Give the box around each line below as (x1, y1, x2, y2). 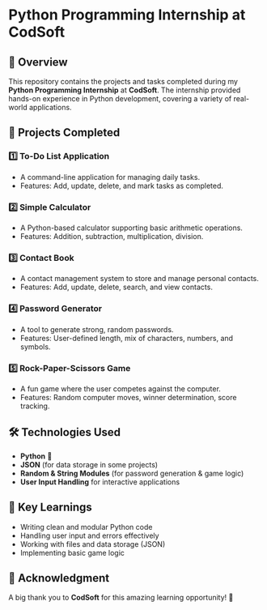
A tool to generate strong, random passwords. (19, 324, 174, 334)
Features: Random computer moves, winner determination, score (19, 392, 237, 402)
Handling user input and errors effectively (19, 531, 159, 540)
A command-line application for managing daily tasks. (19, 172, 201, 181)
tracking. (19, 401, 50, 411)
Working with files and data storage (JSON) (19, 539, 166, 548)
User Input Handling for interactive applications (19, 476, 180, 487)
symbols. (19, 342, 51, 352)
